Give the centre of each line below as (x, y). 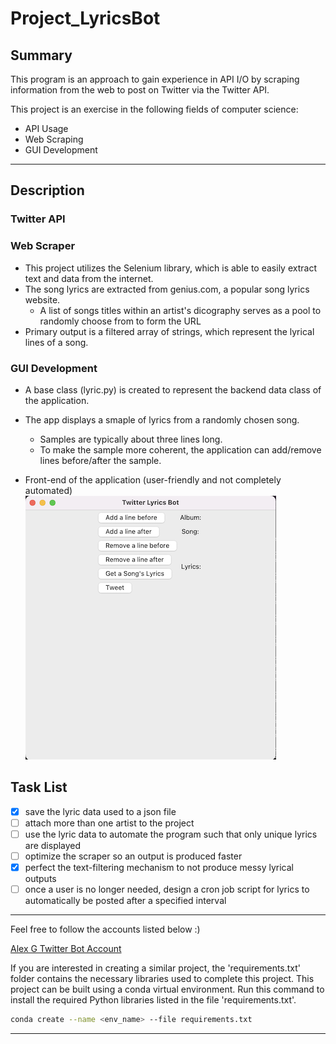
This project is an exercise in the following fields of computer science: (154, 109)
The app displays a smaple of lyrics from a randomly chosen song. (162, 419)
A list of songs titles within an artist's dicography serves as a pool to (180, 310)
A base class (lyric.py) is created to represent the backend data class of (173, 389)
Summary (41, 55)
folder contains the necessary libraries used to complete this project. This (162, 979)
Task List (39, 787)
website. (42, 299)
